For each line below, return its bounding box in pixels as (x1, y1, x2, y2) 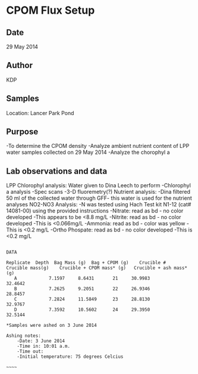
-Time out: (17, 348, 44, 355)
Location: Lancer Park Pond (6, 109, 74, 116)
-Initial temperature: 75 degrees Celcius (17, 354, 124, 360)
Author (6, 60, 33, 70)
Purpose (6, 126, 39, 137)
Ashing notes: (6, 333, 42, 339)
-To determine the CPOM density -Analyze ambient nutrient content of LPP (6, 143, 190, 150)
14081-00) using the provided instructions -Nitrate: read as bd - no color (6, 207, 184, 215)
